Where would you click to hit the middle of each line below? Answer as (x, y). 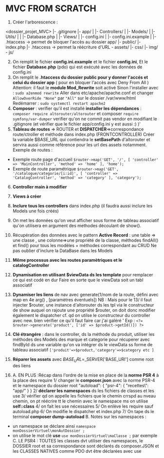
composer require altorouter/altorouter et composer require (75, 113)
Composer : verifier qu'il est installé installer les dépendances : (77, 108)
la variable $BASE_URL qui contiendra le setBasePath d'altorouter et (81, 139)
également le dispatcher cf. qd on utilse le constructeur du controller (81, 315)
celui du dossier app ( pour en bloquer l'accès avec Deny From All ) (81, 82)
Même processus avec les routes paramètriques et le (67, 260)
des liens (22, 365)
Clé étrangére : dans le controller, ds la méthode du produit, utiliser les (83, 334)
